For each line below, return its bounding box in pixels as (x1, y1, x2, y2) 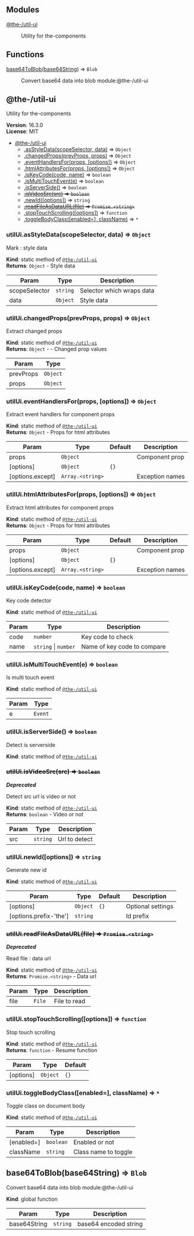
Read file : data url (6, 955, 51, 962)
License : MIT (6, 128, 39, 135)
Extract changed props (6, 328, 62, 335)
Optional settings (126, 902, 174, 911)
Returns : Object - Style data (6, 262, 76, 269)
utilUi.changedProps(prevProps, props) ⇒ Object (6, 313, 151, 322)
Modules (6, 5, 40, 15)
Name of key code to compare (81, 642, 166, 650)
